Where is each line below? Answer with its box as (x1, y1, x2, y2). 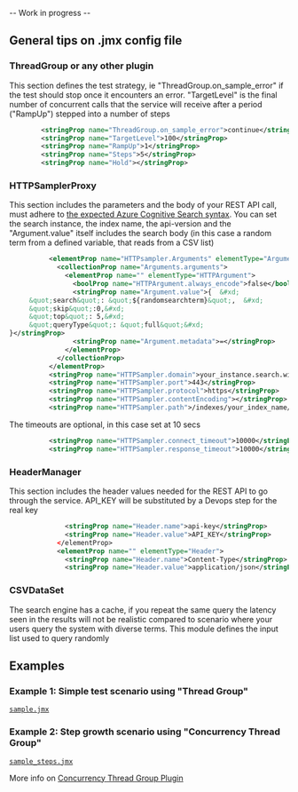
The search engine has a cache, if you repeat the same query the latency (9, 604, 277, 615)
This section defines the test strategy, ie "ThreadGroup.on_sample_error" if (9, 80, 284, 91)
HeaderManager (9, 465, 82, 478)
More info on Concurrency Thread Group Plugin (9, 772, 184, 783)
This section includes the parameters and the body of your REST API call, (9, 200, 278, 210)
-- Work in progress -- (9, 8, 91, 18)
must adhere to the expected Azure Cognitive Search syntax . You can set (9, 209, 278, 220)
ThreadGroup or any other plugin (9, 59, 154, 72)
